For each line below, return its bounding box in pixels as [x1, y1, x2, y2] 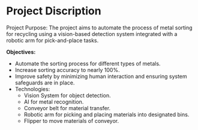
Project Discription [6, 4, 101, 18]
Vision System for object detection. [23, 92, 111, 99]
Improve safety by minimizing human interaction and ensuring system [14, 72, 187, 80]
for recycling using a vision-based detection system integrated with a [6, 30, 178, 37]
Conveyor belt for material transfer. [23, 104, 111, 111]
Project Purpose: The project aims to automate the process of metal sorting [6, 24, 193, 31]
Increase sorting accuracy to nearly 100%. [14, 66, 120, 73]
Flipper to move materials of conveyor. [23, 117, 119, 124]
